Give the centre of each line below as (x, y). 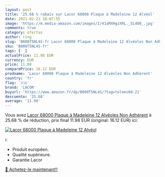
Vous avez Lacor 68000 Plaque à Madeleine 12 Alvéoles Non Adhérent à (78, 115)
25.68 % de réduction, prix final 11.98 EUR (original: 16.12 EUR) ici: (72, 120)
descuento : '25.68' (25, 96)
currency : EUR (20, 60)
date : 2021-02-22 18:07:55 (33, 19)
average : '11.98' (23, 101)
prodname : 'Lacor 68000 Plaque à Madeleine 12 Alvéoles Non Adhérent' (79, 74)
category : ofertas (24, 32)
